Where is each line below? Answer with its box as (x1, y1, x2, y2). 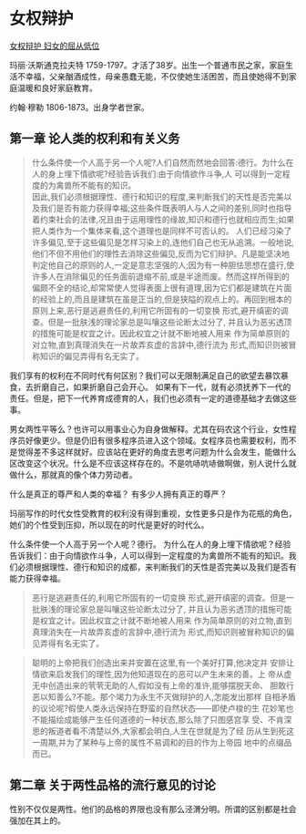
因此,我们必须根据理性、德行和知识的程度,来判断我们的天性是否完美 (31, 190, 284, 201)
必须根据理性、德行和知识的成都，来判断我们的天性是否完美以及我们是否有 (16, 561, 297, 572)
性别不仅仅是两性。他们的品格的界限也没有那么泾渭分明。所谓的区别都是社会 (9, 803, 297, 814)
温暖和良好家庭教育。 (16, 82, 97, 93)
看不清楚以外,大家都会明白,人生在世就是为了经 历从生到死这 (71, 726, 294, 736)
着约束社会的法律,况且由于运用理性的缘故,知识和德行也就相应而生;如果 (31, 213, 295, 224)
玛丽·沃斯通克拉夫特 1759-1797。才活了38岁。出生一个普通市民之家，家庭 (9, 59, 285, 70)
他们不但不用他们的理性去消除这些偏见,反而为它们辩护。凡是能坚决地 (31, 248, 290, 259)
